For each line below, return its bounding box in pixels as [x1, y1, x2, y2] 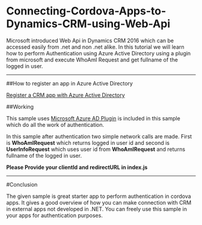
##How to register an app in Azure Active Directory [6, 79, 133, 87]
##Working [6, 103, 34, 110]
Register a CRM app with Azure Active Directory [6, 91, 125, 99]
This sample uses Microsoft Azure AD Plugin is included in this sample [6, 114, 180, 122]
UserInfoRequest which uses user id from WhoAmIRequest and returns [6, 146, 185, 153]
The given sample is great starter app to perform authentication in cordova [6, 193, 191, 200]
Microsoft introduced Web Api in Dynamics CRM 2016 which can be [6, 37, 174, 44]
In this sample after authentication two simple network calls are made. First [6, 132, 192, 140]
